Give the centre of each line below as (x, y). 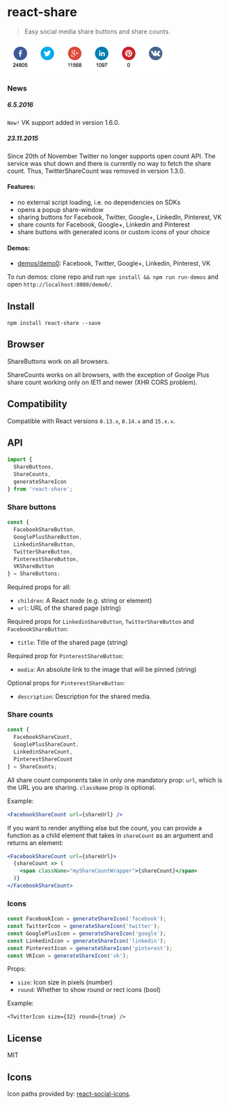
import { (20, 460)
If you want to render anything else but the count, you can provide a (105, 828)
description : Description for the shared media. (84, 696)
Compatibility (37, 404)
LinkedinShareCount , (43, 752)
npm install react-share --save (54, 323)
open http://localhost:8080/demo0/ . (60, 284)
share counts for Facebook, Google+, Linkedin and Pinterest (103, 224)
